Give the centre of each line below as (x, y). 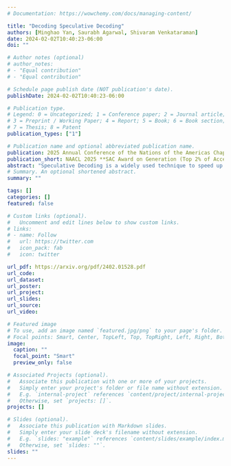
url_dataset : (26, 280)
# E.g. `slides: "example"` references (67, 438)
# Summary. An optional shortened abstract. (72, 172)
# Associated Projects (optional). (58, 375)
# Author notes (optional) (46, 58)
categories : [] (29, 197)
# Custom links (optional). (47, 216)
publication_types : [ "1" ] (44, 134)
